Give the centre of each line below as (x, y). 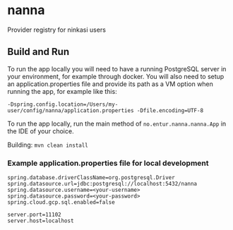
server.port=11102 (34, 215)
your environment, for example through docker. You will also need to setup (116, 76)
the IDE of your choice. (41, 131)
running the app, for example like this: (62, 91)
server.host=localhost (41, 221)
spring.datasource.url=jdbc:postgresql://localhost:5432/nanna (102, 184)
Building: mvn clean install (48, 145)
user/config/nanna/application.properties (71, 110)
